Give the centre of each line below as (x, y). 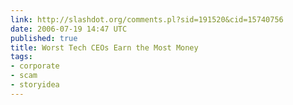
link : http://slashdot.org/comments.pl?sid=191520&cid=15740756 (147, 19)
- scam (24, 76)
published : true (44, 38)
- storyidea (35, 85)
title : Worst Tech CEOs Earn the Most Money (104, 47)
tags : (21, 57)
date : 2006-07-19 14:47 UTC (69, 29)
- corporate (35, 66)
